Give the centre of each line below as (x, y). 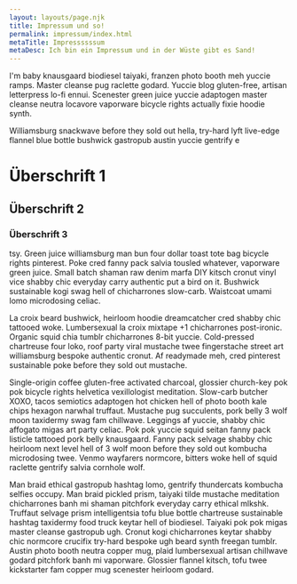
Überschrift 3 (39, 234)
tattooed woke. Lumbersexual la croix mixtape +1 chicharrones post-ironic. (146, 327)
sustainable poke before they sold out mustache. (98, 365)
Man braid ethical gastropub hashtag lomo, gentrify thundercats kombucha (146, 484)
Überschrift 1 (58, 176)
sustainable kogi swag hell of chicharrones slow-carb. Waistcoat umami (141, 291)
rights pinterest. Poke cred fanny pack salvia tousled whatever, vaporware (145, 263)
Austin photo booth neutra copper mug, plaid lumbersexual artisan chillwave (148, 551)
